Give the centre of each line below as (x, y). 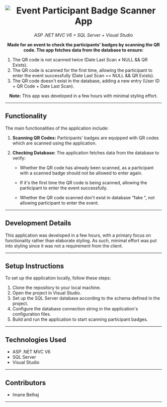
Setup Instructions (35, 266)
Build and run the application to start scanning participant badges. (80, 319)
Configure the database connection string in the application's (75, 309)
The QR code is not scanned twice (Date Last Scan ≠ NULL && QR (80, 59)
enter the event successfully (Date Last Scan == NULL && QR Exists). (83, 75)
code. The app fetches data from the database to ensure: (83, 50)
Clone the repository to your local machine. (56, 288)
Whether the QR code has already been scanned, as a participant (87, 167)
